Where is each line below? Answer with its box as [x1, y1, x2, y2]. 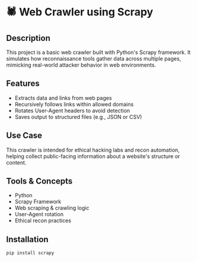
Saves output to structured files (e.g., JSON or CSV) [14, 113, 142, 120]
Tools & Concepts [6, 176, 73, 187]
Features [6, 78, 40, 89]
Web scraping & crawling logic [14, 204, 90, 212]
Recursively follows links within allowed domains [14, 100, 134, 108]
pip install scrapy [6, 250, 55, 256]
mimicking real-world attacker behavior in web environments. [6, 61, 156, 68]
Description [6, 33, 50, 43]
